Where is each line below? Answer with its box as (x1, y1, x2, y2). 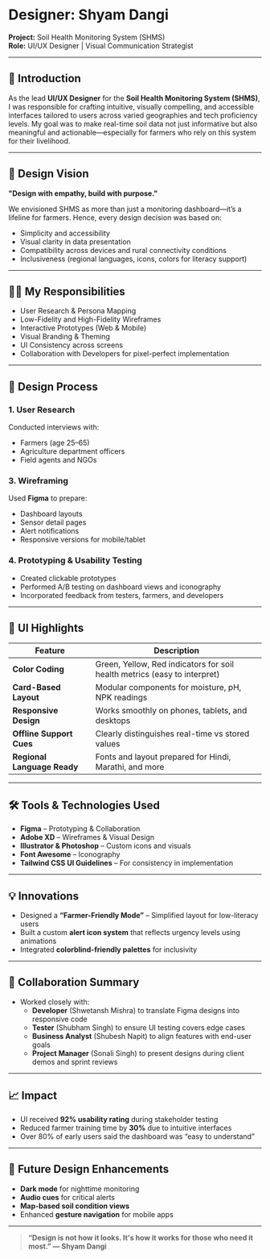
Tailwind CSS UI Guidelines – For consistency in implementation (19, 858, 234, 868)
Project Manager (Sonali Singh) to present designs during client (31, 1048, 244, 1057)
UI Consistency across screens (19, 340, 123, 350)
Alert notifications (19, 526, 80, 536)
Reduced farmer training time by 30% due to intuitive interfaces (19, 1123, 232, 1132)
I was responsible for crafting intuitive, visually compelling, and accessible (8, 102, 255, 111)
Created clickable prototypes (19, 573, 117, 583)
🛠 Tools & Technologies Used (8, 798, 161, 812)
